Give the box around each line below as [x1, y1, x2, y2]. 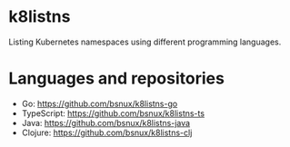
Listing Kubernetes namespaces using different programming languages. [8, 36, 282, 47]
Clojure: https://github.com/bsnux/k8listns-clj [21, 127, 193, 138]
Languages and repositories [8, 68, 225, 89]
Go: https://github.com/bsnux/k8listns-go [21, 98, 178, 109]
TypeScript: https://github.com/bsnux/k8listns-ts [21, 107, 205, 119]
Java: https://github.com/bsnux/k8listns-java [21, 117, 191, 128]
